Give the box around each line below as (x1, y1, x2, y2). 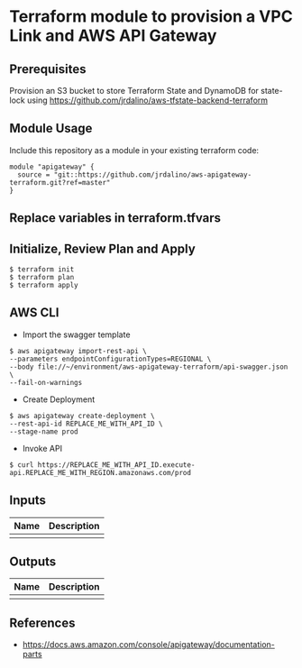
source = (17, 169, 50, 179)
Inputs (9, 493, 47, 508)
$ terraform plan (9, 273, 75, 282)
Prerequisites (9, 61, 87, 77)
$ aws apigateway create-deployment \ (9, 411, 155, 420)
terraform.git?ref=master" (9, 178, 111, 187)
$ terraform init (9, 265, 75, 274)
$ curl (9, 460, 34, 470)
